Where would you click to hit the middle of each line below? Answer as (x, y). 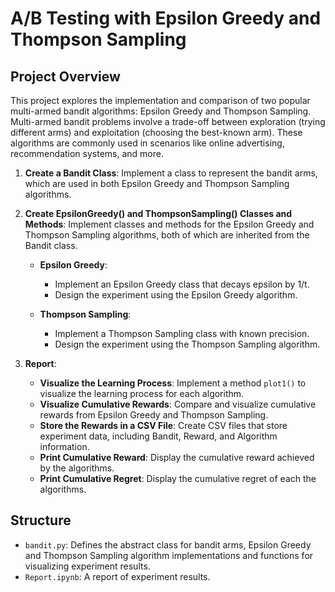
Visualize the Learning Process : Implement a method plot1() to (173, 383)
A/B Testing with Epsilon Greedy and (166, 18)
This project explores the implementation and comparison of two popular (160, 100)
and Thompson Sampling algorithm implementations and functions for (169, 555)
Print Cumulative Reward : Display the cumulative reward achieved (177, 457)
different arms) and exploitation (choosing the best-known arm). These (156, 132)
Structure (41, 520)
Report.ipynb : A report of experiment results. (117, 576)
